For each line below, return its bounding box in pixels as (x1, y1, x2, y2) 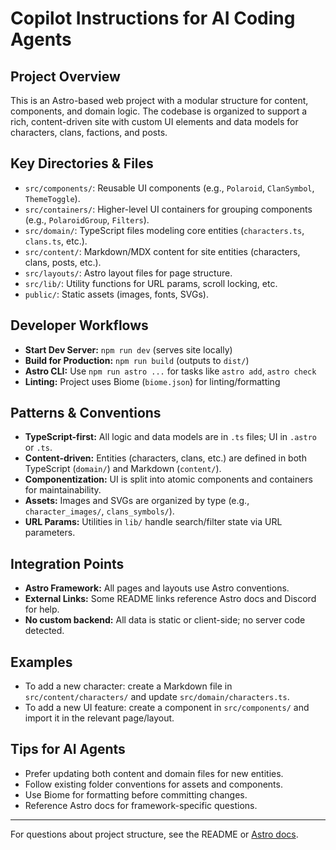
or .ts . (24, 442, 53, 454)
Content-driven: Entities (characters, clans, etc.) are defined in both (24, 452, 307, 464)
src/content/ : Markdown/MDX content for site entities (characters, (24, 245, 301, 257)
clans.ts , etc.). (24, 235, 88, 247)
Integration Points (10, 555, 125, 572)
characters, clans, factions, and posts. (10, 127, 168, 138)
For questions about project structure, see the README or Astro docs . (10, 828, 299, 840)
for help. (24, 603, 60, 616)
